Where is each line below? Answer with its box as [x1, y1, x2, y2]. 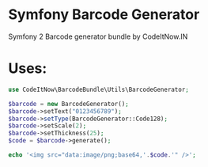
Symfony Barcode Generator [8, 6, 200, 24]
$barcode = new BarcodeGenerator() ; [8, 100, 129, 108]
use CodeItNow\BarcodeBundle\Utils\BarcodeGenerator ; [8, 85, 190, 93]
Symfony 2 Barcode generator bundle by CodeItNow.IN [8, 32, 188, 41]
